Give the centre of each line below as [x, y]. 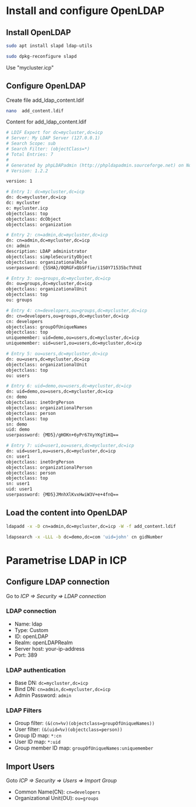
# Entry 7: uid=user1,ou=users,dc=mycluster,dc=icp [70, 446]
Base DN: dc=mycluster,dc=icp [51, 683]
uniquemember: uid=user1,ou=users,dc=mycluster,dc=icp [74, 344]
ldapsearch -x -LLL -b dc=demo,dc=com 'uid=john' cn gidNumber [85, 537]
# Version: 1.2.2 [27, 171]
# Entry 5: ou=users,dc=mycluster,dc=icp [57, 354]
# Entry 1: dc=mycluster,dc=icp [45, 192]
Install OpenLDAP [38, 32]
